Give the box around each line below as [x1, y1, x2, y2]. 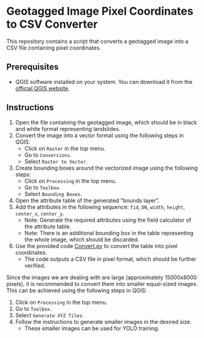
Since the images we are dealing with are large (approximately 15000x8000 [6, 274, 197, 281]
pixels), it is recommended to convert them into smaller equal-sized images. [6, 280, 198, 287]
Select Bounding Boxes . [24, 190, 83, 197]
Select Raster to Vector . [24, 157, 88, 165]
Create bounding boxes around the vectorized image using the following [15, 164, 198, 171]
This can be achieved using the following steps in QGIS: [6, 287, 147, 294]
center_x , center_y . [15, 209, 64, 217]
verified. [24, 261, 46, 269]
